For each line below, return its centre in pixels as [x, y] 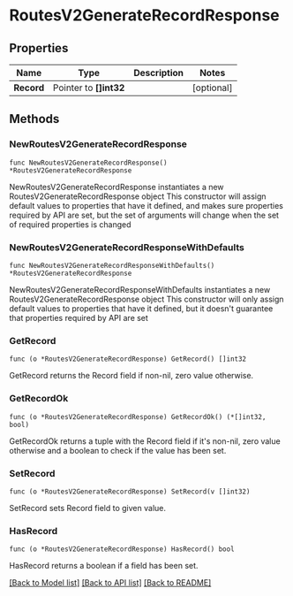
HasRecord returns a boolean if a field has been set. [104, 566]
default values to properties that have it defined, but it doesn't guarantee [141, 308]
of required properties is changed [70, 224]
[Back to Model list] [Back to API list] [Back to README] [110, 583]
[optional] [212, 88]
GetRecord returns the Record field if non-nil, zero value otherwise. [131, 376]
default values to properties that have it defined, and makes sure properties [146, 205]
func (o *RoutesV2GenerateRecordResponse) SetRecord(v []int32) [130, 492]
